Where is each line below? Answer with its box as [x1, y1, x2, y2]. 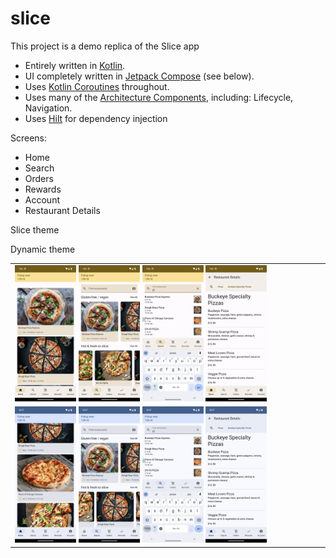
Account [24, 193, 60, 206]
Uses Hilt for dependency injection [24, 112, 168, 124]
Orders [24, 172, 54, 184]
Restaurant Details [24, 204, 101, 216]
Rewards [24, 183, 62, 195]
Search [24, 162, 55, 174]
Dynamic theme [10, 243, 76, 255]
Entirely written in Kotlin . [24, 59, 126, 71]
